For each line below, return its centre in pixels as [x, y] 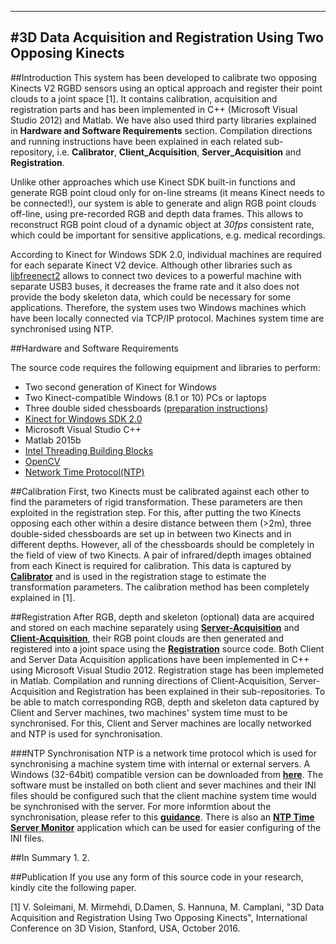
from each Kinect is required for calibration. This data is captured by [151, 565]
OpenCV [42, 461]
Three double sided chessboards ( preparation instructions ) [146, 408]
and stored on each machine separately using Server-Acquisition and [155, 627]
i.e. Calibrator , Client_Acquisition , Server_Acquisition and [179, 152]
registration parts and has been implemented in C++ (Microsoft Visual [154, 109]
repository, [32, 152]
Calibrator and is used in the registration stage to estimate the [138, 576]
